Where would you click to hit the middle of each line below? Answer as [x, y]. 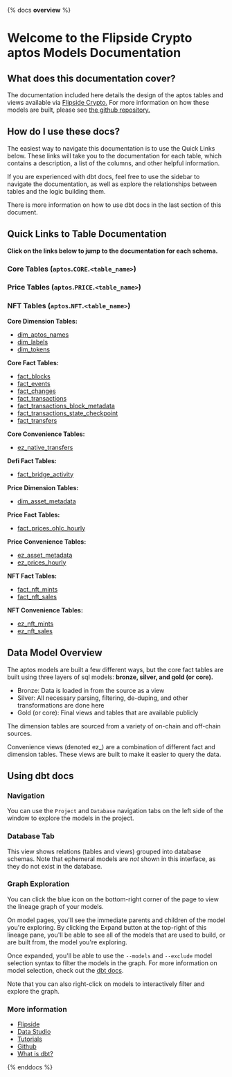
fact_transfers [37, 420]
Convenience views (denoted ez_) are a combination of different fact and [111, 746]
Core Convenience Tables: [46, 434]
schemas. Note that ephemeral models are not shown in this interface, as [111, 859]
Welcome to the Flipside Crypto [100, 38]
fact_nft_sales [37, 596]
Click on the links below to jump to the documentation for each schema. [113, 251]
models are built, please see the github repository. [79, 110]
